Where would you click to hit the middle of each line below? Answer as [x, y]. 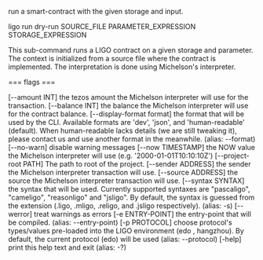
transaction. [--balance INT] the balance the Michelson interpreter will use [128, 106]
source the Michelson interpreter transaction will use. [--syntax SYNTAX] [126, 181]
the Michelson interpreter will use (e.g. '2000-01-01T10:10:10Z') [111, 156]
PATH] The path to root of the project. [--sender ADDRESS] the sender [137, 164]
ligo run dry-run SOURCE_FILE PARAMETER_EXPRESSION [102, 26]
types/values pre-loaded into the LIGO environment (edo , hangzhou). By [126, 231]
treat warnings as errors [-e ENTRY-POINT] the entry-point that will [142, 214]
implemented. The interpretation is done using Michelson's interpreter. [122, 67]
